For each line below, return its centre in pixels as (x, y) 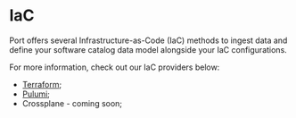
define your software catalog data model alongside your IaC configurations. (148, 49)
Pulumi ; (36, 94)
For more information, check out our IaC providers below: (115, 67)
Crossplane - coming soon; (72, 103)
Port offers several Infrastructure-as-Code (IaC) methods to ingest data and (148, 40)
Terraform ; (42, 84)
